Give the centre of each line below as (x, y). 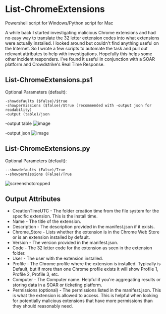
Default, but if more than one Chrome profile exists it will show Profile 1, (85, 269)
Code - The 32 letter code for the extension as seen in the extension (82, 248)
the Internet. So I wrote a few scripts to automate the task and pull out (76, 48)
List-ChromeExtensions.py (48, 149)
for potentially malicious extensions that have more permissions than (82, 301)
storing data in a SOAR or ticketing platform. (57, 285)
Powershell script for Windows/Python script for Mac (59, 23)
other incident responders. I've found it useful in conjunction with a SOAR (80, 59)
